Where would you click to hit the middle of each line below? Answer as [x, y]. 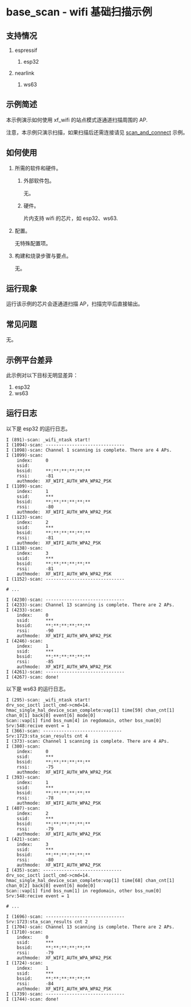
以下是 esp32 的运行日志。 [38, 429]
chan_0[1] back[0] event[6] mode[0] [51, 715]
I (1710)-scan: [25, 932]
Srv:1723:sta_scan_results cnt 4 [47, 736]
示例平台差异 [29, 360]
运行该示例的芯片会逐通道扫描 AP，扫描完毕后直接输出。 [75, 304]
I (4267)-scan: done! [33, 677]
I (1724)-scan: [25, 963]
